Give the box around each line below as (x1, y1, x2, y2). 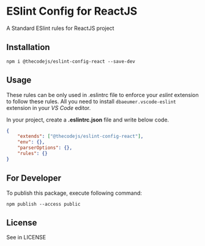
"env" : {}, (17, 139, 45, 145)
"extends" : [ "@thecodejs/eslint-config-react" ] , (17, 133, 144, 140)
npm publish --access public (6, 201, 81, 207)
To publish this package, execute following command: (6, 189, 143, 197)
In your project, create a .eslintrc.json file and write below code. (6, 116, 170, 123)
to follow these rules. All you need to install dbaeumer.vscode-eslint (6, 98, 176, 105)
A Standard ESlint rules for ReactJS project (6, 24, 114, 32)
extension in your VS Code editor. (6, 104, 91, 111)
